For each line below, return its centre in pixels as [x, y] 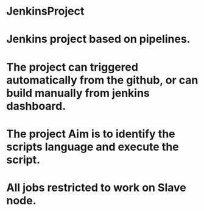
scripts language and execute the [93, 147]
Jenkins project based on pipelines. [98, 39]
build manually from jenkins [78, 93]
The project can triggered [72, 67]
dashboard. [36, 106]
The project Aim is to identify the [91, 134]
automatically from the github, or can [102, 80]
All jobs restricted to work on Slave [97, 188]
